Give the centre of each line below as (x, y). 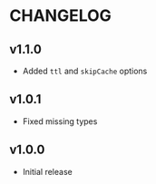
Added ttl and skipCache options (85, 71)
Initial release (47, 171)
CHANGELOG (60, 16)
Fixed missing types (60, 121)
